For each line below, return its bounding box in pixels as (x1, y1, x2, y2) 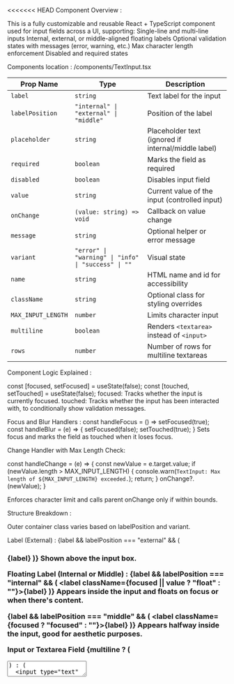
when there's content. (7, 595, 84, 605)
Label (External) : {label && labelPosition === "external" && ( (7, 536, 180, 544)
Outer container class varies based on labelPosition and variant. (7, 523, 190, 530)
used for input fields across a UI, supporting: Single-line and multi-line (7, 27, 209, 35)
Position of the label (147, 108, 212, 118)
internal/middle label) (147, 143, 217, 153)
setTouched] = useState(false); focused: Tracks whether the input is (7, 389, 203, 398)
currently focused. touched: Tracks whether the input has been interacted (7, 397, 219, 405)
